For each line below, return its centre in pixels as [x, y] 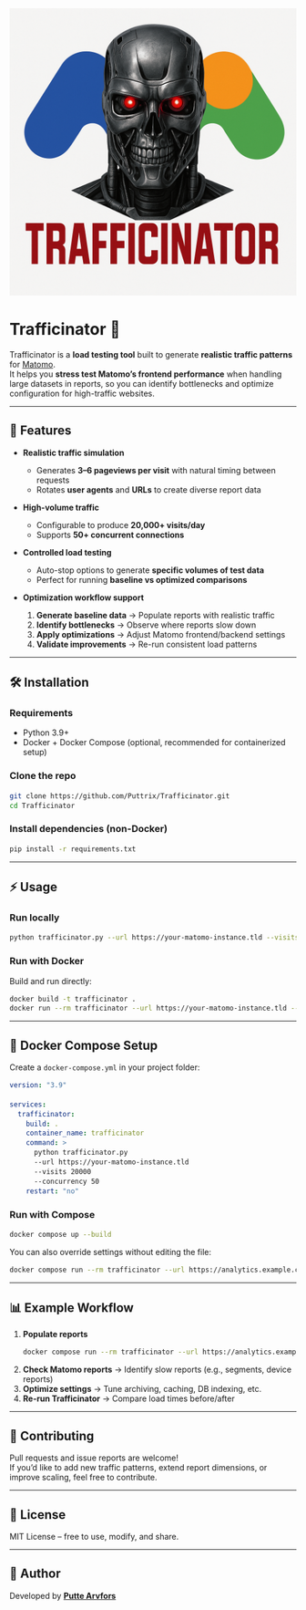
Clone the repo [43, 776]
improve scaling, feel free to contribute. [83, 1478]
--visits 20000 [62, 1171]
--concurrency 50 [66, 1181]
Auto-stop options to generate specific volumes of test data [150, 570]
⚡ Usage [33, 887]
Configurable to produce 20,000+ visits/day [121, 525]
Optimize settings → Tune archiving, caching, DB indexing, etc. [142, 1389]
